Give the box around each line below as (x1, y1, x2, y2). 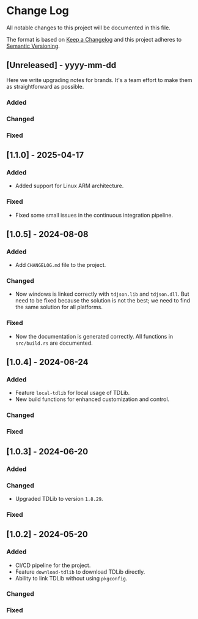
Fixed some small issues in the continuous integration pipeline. (15, 211, 174, 219)
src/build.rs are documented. (15, 339, 93, 347)
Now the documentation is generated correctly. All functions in (15, 332, 174, 340)
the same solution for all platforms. (15, 304, 103, 311)
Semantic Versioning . (6, 42, 60, 50)
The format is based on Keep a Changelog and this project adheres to (6, 36, 182, 43)
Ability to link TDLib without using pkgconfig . (15, 574, 128, 582)
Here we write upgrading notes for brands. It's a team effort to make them (6, 76, 193, 83)
